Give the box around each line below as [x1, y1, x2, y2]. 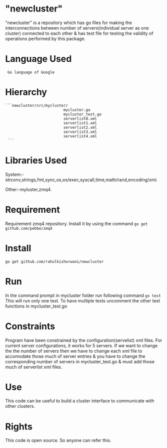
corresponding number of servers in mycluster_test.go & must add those [5, 358, 155, 364]
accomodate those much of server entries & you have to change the [5, 353, 145, 359]
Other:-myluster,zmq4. [5, 186, 52, 192]
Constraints [5, 321, 55, 332]
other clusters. [5, 403, 35, 409]
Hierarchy [5, 86, 47, 98]
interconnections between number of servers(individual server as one [5, 25, 149, 31]
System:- [5, 171, 24, 177]
